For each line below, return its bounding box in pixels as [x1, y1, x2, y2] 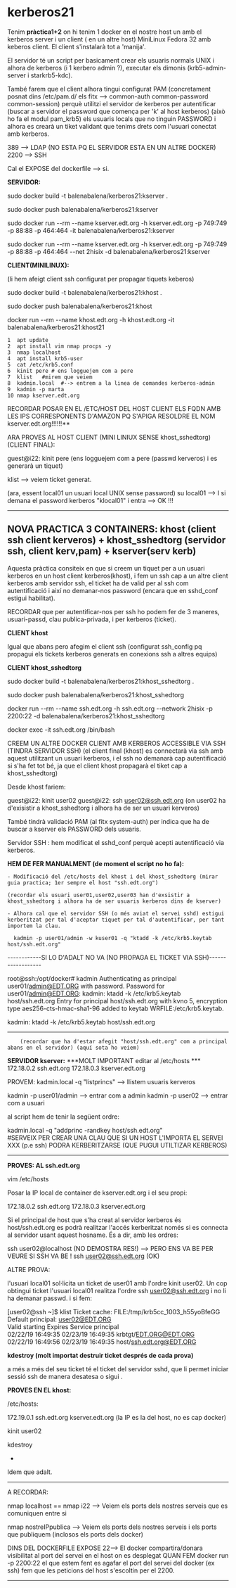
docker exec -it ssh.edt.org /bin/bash [7, 725, 115, 734]
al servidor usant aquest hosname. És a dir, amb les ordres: [7, 1231, 179, 1239]
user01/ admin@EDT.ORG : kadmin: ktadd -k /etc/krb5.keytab [7, 989, 181, 998]
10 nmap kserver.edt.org [7, 392, 80, 399]
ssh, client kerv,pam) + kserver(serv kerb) [7, 545, 197, 557]
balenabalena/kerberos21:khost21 [7, 323, 105, 331]
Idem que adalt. [7, 1468, 53, 1476]
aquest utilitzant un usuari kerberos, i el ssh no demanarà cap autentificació [7, 754, 227, 762]
